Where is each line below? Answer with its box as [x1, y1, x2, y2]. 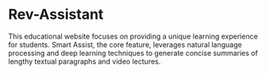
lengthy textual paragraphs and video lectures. [8, 57, 161, 66]
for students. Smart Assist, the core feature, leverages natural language [8, 39, 242, 49]
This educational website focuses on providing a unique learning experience [8, 31, 258, 41]
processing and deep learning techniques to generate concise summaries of [8, 48, 258, 57]
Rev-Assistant [8, 6, 104, 24]
